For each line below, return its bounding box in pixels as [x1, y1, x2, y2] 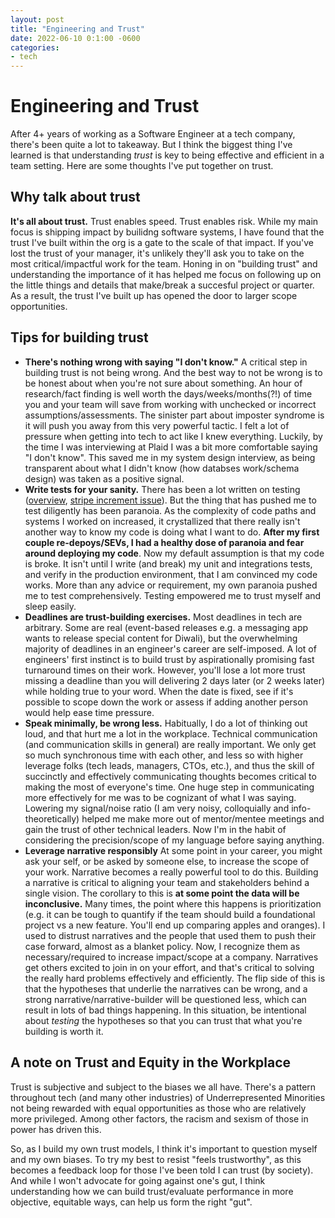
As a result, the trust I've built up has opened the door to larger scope [10, 289, 298, 301]
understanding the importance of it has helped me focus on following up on [10, 268, 322, 280]
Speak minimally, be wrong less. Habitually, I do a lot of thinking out [24, 717, 308, 729]
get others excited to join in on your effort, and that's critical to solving [24, 961, 315, 973]
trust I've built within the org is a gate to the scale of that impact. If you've [10, 236, 315, 248]
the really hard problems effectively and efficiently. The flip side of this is [24, 972, 326, 984]
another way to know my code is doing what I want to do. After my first [24, 526, 320, 538]
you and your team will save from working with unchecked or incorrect [24, 398, 317, 410]
